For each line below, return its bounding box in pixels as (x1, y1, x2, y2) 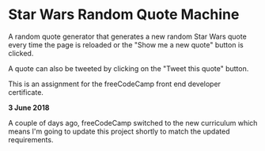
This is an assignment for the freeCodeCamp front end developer (8, 79, 221, 89)
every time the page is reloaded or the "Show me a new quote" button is (8, 40, 244, 49)
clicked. (8, 48, 34, 58)
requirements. (8, 134, 54, 144)
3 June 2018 (8, 103, 50, 112)
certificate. (8, 87, 44, 96)
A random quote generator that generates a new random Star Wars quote (8, 32, 247, 41)
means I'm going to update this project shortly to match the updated (8, 126, 230, 136)
